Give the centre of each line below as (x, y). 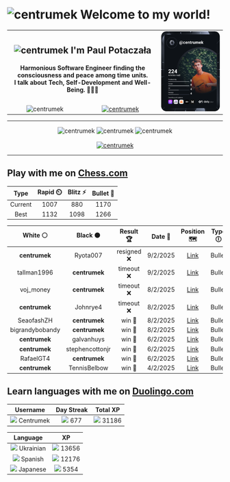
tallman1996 (35, 272)
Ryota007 (88, 255)
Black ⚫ (88, 236)
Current (21, 205)
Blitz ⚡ (77, 192)
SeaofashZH (35, 320)
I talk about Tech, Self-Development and (74, 83)
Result (129, 231)
